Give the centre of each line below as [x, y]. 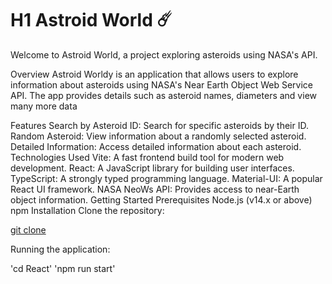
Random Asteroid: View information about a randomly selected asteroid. [158, 136]
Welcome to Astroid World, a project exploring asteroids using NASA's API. [164, 54]
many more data [44, 106]
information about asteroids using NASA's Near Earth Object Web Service [161, 84]
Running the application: [60, 249]
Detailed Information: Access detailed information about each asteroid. [156, 146]
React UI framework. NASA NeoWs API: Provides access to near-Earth [155, 189]
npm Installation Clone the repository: [87, 210]
